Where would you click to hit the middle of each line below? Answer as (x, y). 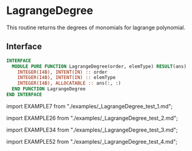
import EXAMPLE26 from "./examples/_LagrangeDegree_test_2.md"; (92, 118)
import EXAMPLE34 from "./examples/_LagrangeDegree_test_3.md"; (92, 130)
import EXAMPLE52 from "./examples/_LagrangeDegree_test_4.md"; (92, 141)
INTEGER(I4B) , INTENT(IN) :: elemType (66, 78)
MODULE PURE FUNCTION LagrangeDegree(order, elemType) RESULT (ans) (99, 66)
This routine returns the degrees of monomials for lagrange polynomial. (96, 27)
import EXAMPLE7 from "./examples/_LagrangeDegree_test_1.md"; (90, 106)
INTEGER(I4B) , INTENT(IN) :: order (62, 72)
